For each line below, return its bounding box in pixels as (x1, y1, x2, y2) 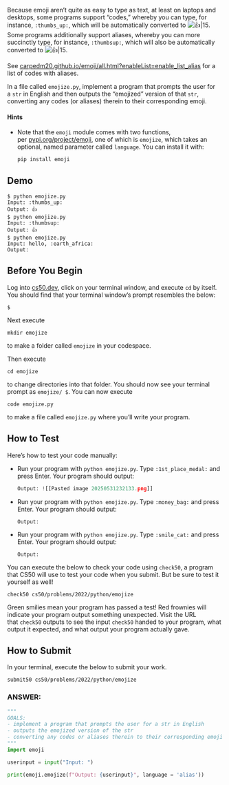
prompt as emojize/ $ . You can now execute (7, 387, 133, 395)
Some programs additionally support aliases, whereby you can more (7, 31, 201, 39)
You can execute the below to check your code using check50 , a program (7, 563, 214, 571)
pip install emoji (17, 156, 70, 163)
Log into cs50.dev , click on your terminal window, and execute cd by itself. (7, 283, 217, 291)
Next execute (7, 316, 45, 324)
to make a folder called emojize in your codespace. (7, 341, 151, 350)
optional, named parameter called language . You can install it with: (17, 143, 204, 151)
